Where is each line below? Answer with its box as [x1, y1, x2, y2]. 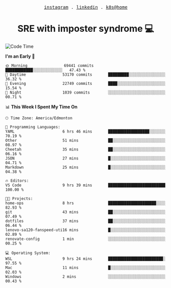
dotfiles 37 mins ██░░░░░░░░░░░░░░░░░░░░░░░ [5, 218, 166, 224]
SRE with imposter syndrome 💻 [17, 23, 154, 35]
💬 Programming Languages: [5, 124, 60, 129]
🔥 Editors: [5, 178, 29, 183]
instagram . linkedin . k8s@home [44, 5, 128, 10]
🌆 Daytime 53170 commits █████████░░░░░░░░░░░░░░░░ [5, 72, 166, 77]
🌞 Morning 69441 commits [5, 63, 94, 68]
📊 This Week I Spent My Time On [5, 103, 78, 109]
